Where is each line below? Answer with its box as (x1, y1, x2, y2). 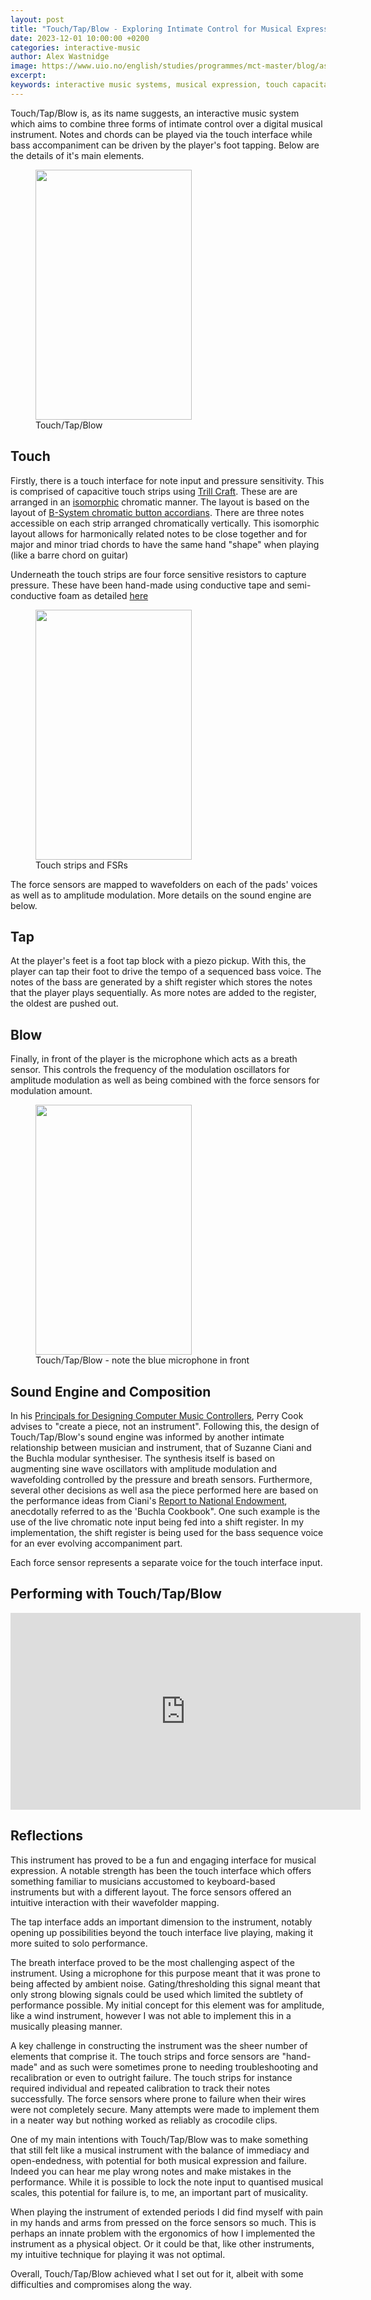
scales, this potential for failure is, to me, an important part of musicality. (10, 2186, 309, 2198)
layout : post (10, 14, 65, 25)
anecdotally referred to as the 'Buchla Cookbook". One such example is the (10, 1506, 321, 1517)
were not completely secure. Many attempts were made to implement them (10, 2103, 320, 2115)
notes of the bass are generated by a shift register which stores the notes (10, 976, 313, 988)
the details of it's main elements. (10, 149, 145, 161)
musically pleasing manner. (10, 2020, 123, 2032)
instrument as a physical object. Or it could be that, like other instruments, (10, 2237, 315, 2250)
